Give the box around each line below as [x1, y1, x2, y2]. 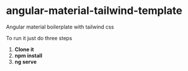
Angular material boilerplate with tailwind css [6, 23, 114, 30]
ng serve [14, 58, 37, 65]
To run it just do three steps [6, 34, 72, 41]
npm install [14, 52, 43, 59]
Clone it [14, 45, 34, 53]
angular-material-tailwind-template [6, 4, 183, 17]
